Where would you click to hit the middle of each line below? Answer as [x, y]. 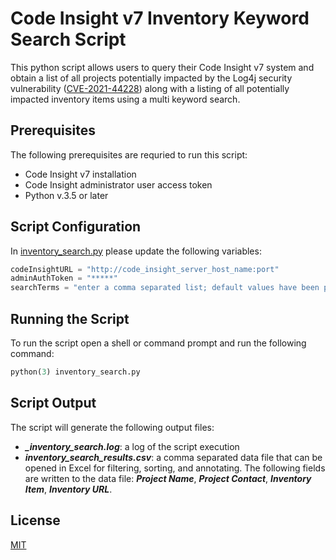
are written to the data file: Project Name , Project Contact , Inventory [168, 478]
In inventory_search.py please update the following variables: [136, 251]
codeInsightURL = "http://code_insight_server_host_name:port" [145, 269]
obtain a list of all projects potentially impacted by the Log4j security [151, 78]
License [35, 520]
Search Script [68, 39]
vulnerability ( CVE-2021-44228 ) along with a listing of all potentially [150, 88]
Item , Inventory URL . [68, 489]
